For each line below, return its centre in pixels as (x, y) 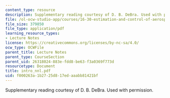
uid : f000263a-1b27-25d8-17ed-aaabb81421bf (52, 76)
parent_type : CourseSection (35, 57)
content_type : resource (30, 10)
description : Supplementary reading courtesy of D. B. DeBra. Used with (83, 15)
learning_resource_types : (32, 33)
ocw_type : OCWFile (25, 47)
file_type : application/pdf (35, 29)
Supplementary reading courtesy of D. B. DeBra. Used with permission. (79, 90)
